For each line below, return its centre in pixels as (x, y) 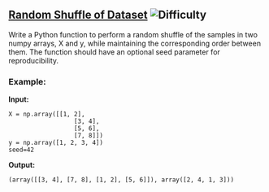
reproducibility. (34, 60)
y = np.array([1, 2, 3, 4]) (56, 143)
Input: (19, 99)
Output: (22, 165)
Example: (27, 81)
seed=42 (22, 150)
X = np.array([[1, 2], (47, 115)
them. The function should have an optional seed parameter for (115, 52)
